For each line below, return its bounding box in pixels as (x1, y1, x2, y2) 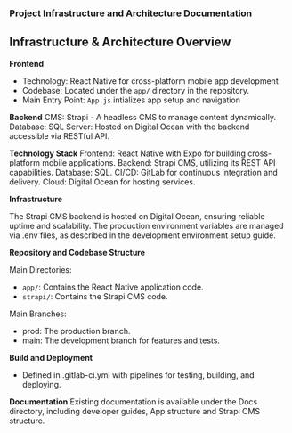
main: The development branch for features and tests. (21, 335, 221, 346)
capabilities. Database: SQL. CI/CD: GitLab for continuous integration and (9, 167, 278, 177)
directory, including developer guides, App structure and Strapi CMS (9, 405, 261, 416)
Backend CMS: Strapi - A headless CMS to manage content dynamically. (9, 111, 276, 122)
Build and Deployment (9, 352, 93, 363)
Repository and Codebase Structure (9, 247, 145, 257)
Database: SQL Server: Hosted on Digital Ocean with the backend (9, 121, 250, 132)
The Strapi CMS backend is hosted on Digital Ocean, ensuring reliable (9, 210, 265, 221)
